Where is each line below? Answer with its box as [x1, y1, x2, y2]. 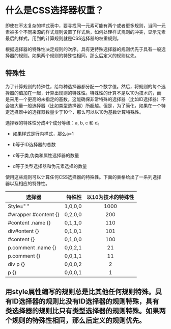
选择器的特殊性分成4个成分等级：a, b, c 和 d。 [5, 119, 102, 125]
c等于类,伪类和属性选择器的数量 [12, 152, 79, 158]
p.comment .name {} [8, 244, 57, 251]
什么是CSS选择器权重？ [5, 5, 104, 16]
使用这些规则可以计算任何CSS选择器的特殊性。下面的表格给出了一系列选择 [5, 174, 162, 180]
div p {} [8, 261, 25, 268]
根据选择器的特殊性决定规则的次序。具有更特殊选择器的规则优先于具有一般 [5, 46, 161, 52]
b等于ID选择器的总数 [12, 141, 56, 147]
